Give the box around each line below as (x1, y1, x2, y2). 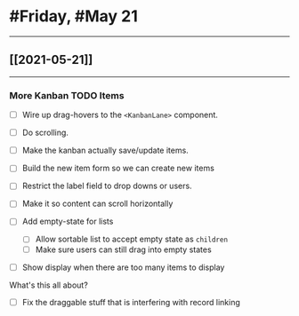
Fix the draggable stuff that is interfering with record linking (21, 296, 240, 307)
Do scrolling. (21, 127, 69, 138)
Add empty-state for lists (21, 216, 114, 227)
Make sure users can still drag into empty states (35, 244, 212, 255)
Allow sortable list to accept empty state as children (35, 233, 229, 245)
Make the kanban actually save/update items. (21, 145, 189, 156)
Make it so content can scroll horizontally (21, 198, 174, 209)
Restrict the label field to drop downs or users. (21, 180, 193, 192)
